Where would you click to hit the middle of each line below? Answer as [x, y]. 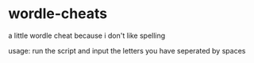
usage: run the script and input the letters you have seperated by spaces [127, 50]
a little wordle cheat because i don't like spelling [87, 35]
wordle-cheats [58, 14]
